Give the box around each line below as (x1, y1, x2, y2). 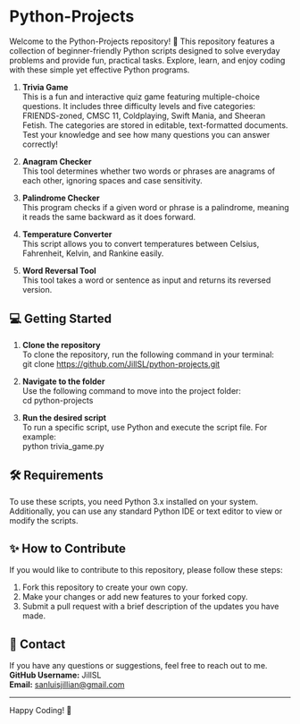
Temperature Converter (21, 228, 112, 239)
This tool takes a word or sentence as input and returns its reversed (21, 275, 271, 285)
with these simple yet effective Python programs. (9, 64, 190, 75)
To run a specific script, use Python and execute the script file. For (21, 422, 268, 432)
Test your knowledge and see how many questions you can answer (21, 129, 271, 140)
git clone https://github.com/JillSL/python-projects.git (21, 358, 221, 369)
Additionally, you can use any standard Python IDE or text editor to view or (9, 506, 283, 516)
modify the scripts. (9, 515, 79, 525)
